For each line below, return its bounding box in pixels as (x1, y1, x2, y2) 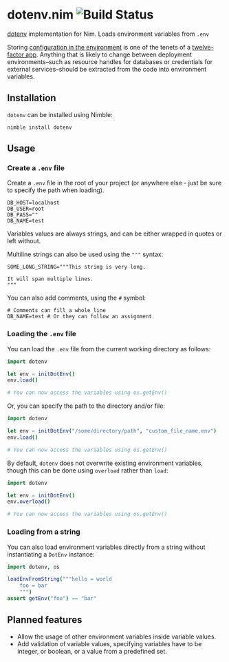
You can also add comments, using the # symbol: (7, 293, 146, 302)
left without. (7, 237, 41, 245)
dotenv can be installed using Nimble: (7, 110, 113, 118)
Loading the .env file (7, 329, 77, 339)
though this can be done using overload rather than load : (7, 466, 168, 475)
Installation (7, 92, 56, 104)
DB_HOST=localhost (7, 200, 60, 207)
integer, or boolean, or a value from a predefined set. (17, 647, 167, 655)
